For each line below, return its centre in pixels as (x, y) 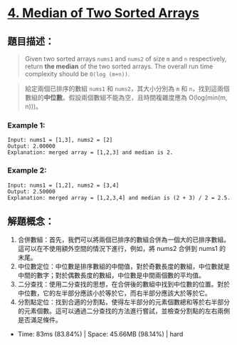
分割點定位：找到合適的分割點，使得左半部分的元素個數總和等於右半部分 (123, 302)
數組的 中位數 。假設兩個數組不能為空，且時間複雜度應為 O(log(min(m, (126, 97)
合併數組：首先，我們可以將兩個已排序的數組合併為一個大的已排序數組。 (123, 240)
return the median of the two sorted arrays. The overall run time (119, 66)
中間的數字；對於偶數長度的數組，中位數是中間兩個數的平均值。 (111, 275)
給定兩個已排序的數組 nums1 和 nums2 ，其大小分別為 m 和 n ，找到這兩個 (127, 88)
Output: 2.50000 (31, 191)
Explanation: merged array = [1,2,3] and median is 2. (90, 153)
